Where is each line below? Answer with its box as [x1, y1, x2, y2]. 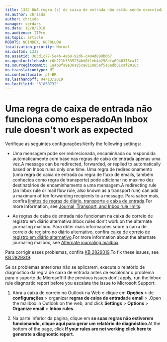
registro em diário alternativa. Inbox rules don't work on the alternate [12, 218, 153, 224]
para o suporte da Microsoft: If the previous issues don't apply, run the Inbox [5, 275, 161, 281]
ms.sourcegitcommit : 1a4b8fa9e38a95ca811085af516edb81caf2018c [5, 63, 139, 68]
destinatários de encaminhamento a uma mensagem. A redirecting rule [12, 182, 157, 188]
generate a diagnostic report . [12, 331, 75, 337]
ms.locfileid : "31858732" [5, 81, 59, 86]
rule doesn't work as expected [5, 124, 133, 135]
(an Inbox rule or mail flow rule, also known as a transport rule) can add [12, 187, 159, 193]
